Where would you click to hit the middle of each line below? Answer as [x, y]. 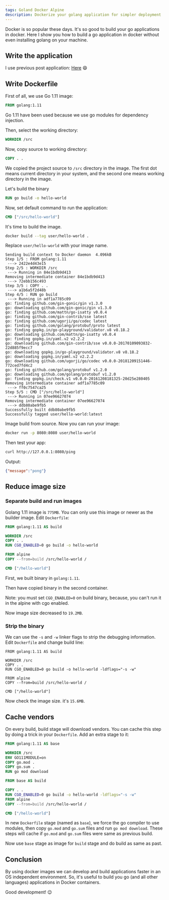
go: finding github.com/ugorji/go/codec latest [56, 321]
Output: [13, 462]
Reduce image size [36, 487]
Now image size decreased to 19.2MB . [44, 613]
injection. [15, 120]
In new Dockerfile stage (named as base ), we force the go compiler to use [82, 823]
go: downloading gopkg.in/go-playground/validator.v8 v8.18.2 [72, 353]
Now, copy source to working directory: [46, 149]
